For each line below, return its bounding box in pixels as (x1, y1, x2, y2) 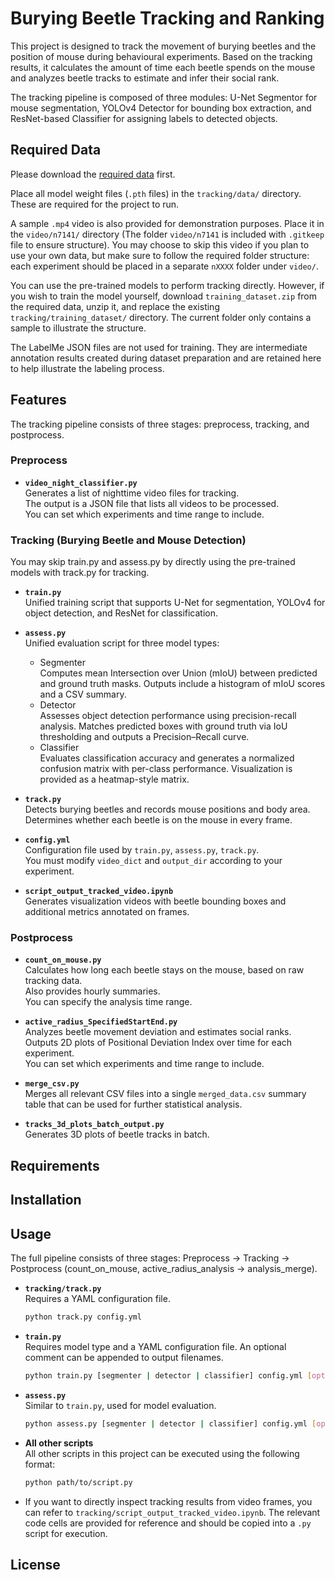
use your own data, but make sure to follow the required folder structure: (10, 249, 310, 261)
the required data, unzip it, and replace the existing (10, 300, 220, 312)
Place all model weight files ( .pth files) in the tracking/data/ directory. (10, 187, 302, 199)
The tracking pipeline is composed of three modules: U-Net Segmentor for (10, 91, 318, 103)
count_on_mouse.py (24, 955, 102, 966)
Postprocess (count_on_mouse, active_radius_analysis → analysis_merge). (10, 1263, 318, 1275)
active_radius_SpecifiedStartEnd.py (24, 1017, 178, 1027)
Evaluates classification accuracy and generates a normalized (39, 752, 295, 764)
